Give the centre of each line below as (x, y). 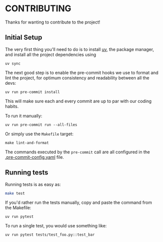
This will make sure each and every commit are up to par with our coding (78, 101)
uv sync (13, 63)
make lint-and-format (27, 143)
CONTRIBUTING (38, 9)
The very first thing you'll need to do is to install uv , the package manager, (80, 49)
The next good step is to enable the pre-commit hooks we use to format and (82, 73)
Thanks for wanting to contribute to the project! (53, 22)
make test (15, 193)
